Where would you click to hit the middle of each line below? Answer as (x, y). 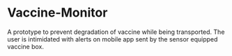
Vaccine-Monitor (57, 13)
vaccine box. (25, 46)
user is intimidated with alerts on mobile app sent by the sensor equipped (113, 39)
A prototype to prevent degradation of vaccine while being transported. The (116, 32)
